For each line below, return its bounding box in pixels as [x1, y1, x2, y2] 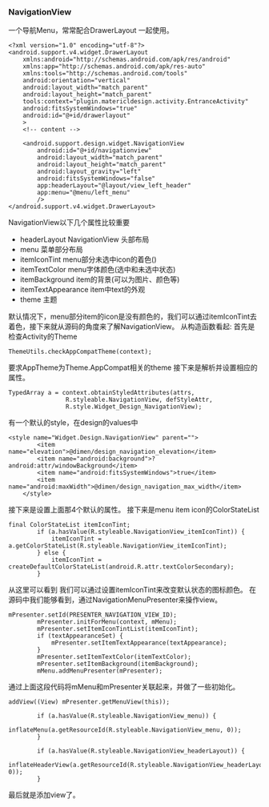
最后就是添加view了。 [8, 790, 80, 800]
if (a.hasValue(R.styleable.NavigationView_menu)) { [37, 712, 217, 721]
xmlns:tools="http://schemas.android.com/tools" [22, 70, 188, 78]
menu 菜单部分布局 [19, 245, 83, 255]
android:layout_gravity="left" [37, 167, 142, 176]
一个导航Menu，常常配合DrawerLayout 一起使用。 [8, 26, 174, 35]
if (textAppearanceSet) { [37, 632, 124, 640]
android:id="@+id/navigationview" [37, 147, 152, 155]
